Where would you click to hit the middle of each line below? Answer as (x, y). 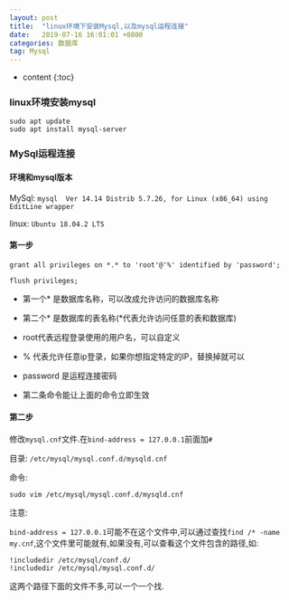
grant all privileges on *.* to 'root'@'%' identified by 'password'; (145, 265)
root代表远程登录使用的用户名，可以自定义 (101, 337)
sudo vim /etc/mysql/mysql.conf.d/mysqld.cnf (96, 494)
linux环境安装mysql (53, 102)
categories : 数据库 (44, 43)
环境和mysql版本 (41, 176)
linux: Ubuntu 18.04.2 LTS (57, 224)
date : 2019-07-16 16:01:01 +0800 (76, 34)
